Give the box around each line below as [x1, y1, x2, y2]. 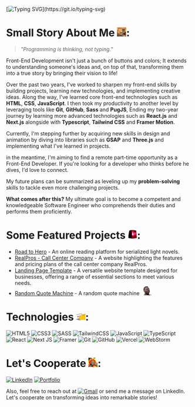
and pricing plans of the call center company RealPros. [14, 260, 148, 267]
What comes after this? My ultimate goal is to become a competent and [6, 195, 181, 203]
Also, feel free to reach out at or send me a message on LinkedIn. [6, 388, 185, 395]
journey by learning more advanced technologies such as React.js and [6, 112, 177, 119]
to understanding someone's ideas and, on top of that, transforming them [6, 63, 184, 70]
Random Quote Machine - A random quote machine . [14, 289, 152, 297]
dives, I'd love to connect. [6, 166, 69, 173]
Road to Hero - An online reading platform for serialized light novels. [14, 248, 180, 255]
